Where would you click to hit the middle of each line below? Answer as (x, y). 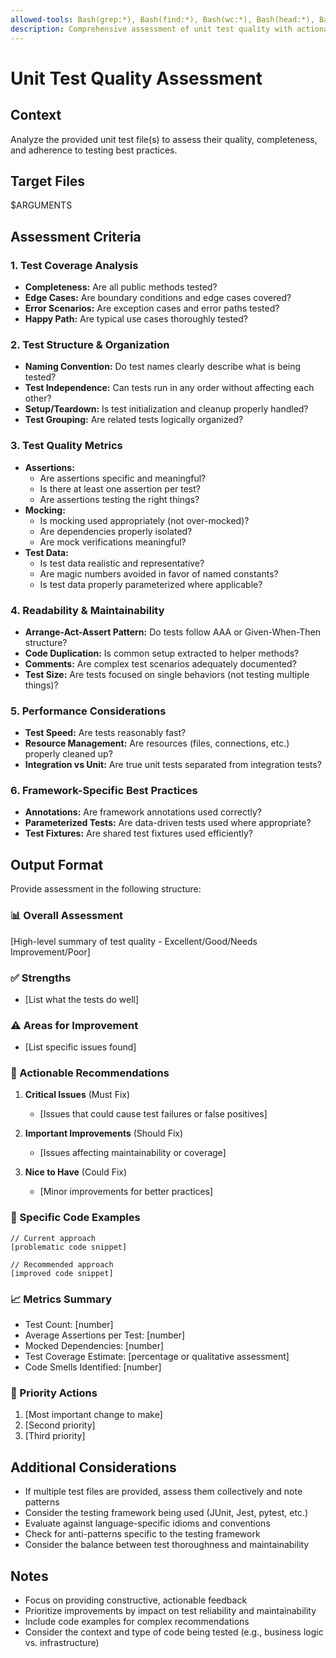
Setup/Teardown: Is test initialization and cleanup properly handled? (166, 409)
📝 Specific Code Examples (75, 1218)
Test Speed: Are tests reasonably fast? (105, 733)
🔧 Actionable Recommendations (90, 1073)
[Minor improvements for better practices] (126, 1192)
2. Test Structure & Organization (90, 344)
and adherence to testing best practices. (94, 150)
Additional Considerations (93, 1467)
